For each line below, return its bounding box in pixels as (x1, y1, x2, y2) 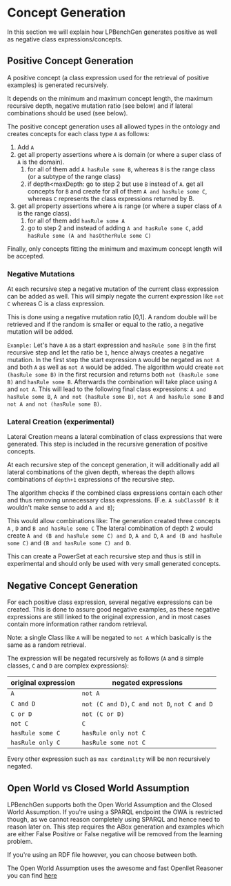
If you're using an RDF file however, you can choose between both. (7, 850, 198, 858)
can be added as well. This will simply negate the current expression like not (7, 292, 224, 301)
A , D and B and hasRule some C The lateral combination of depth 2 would (7, 524, 213, 533)
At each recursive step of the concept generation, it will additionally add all (7, 461, 219, 469)
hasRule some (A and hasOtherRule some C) (27, 232, 152, 239)
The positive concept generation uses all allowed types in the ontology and (7, 122, 221, 131)
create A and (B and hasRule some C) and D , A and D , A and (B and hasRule (7, 531, 223, 540)
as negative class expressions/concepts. (7, 35, 123, 43)
